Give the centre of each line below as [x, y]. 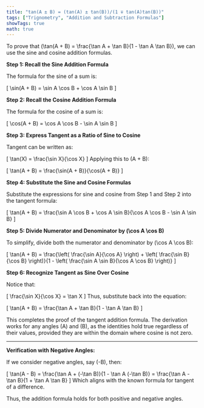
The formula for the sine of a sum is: [52, 76]
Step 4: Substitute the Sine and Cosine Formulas [69, 183]
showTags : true [25, 23]
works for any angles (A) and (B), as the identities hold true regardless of [97, 326]
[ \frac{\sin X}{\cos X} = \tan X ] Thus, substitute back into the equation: [97, 297]
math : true [20, 29]
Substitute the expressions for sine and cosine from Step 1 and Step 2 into [99, 194]
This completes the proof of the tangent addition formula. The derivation [97, 320]
